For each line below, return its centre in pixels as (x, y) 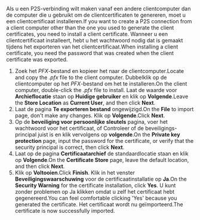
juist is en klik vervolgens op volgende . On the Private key (109, 135)
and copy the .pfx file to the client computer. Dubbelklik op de (91, 77)
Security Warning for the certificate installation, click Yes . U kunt (95, 185)
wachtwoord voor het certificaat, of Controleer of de (79, 128)
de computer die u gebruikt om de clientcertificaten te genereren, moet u (96, 15)
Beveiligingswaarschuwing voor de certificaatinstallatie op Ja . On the (101, 179)
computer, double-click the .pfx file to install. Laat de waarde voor (96, 90)
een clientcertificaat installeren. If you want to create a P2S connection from (99, 21)
